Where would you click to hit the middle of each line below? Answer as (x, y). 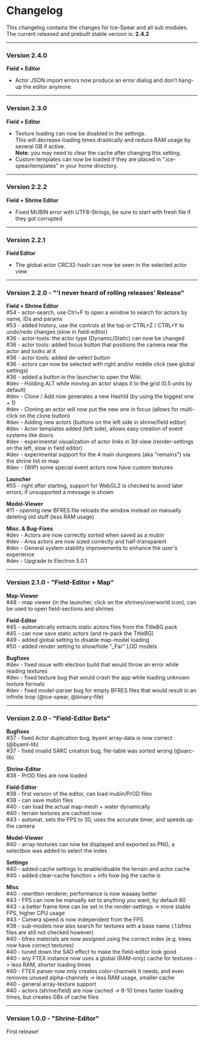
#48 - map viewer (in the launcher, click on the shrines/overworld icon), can (101, 602)
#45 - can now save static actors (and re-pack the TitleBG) (80, 633)
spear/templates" (37, 165)
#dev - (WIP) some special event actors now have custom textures (90, 467)
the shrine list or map (33, 461)
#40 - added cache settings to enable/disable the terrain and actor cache (98, 869)
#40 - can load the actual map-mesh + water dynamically (78, 807)
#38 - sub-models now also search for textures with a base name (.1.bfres (99, 926)
